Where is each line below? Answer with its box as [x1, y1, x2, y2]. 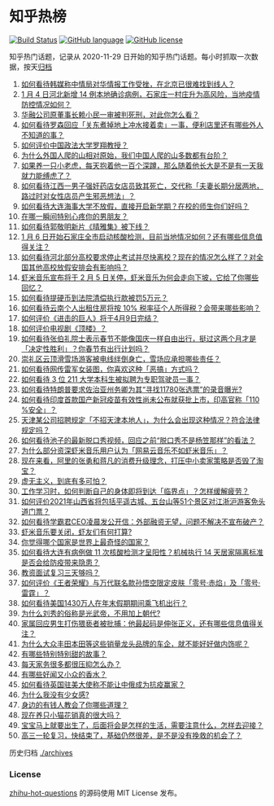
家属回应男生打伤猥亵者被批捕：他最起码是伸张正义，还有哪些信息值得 [20, 618, 257, 628]
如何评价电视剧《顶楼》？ [20, 323, 107, 333]
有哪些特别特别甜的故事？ [20, 649, 107, 659]
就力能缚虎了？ [20, 170, 72, 180]
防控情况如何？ [20, 99, 72, 109]
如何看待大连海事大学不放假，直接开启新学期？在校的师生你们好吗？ [20, 201, 250, 211]
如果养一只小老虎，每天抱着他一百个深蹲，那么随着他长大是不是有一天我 [20, 160, 263, 170]
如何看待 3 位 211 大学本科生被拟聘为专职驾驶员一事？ [20, 374, 202, 383]
